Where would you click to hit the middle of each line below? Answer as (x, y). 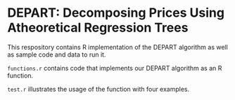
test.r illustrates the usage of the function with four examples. (99, 89)
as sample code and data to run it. (57, 55)
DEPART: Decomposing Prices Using (116, 13)
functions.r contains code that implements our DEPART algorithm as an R (115, 68)
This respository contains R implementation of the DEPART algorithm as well (118, 47)
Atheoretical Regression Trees (98, 28)
